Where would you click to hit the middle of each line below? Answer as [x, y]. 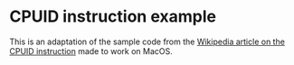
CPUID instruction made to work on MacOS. [91, 51]
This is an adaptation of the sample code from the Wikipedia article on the [147, 42]
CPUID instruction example [113, 17]
